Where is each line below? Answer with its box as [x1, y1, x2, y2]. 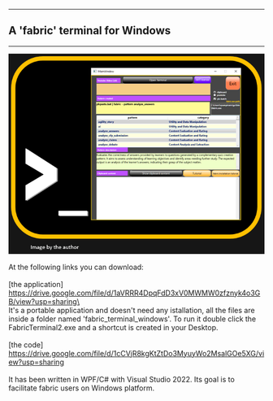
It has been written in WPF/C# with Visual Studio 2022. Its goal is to [8, 374, 236, 384]
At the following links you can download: [8, 262, 144, 272]
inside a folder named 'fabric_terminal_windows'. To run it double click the [8, 314, 257, 324]
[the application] [8, 279, 63, 289]
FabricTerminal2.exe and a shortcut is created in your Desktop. [8, 322, 219, 332]
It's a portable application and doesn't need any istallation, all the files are [8, 305, 255, 315]
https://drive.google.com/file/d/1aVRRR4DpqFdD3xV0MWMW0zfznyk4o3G [8, 288, 261, 298]
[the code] [8, 339, 44, 350]
